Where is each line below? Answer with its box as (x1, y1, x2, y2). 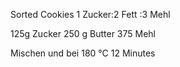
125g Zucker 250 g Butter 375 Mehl (10, 28, 157, 39)
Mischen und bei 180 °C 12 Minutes (10, 47, 156, 59)
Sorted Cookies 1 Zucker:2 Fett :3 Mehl (10, 9, 171, 20)
